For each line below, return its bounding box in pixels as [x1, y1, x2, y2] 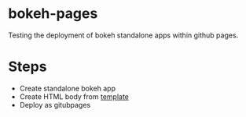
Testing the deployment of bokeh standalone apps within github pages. [8, 30, 239, 40]
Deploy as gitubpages [19, 100, 91, 109]
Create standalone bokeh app [19, 83, 116, 93]
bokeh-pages [8, 5, 98, 23]
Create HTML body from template [19, 91, 130, 101]
